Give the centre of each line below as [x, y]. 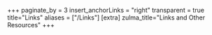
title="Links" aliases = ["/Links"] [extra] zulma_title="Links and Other [106, 17]
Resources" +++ [31, 25]
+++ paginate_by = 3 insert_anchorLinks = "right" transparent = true [106, 10]
